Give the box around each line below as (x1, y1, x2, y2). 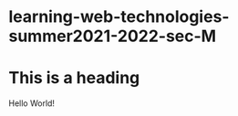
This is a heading (8, 68, 140, 89)
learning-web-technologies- (8, 6, 230, 27)
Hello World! (8, 98, 56, 109)
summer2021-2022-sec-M (8, 26, 216, 47)
